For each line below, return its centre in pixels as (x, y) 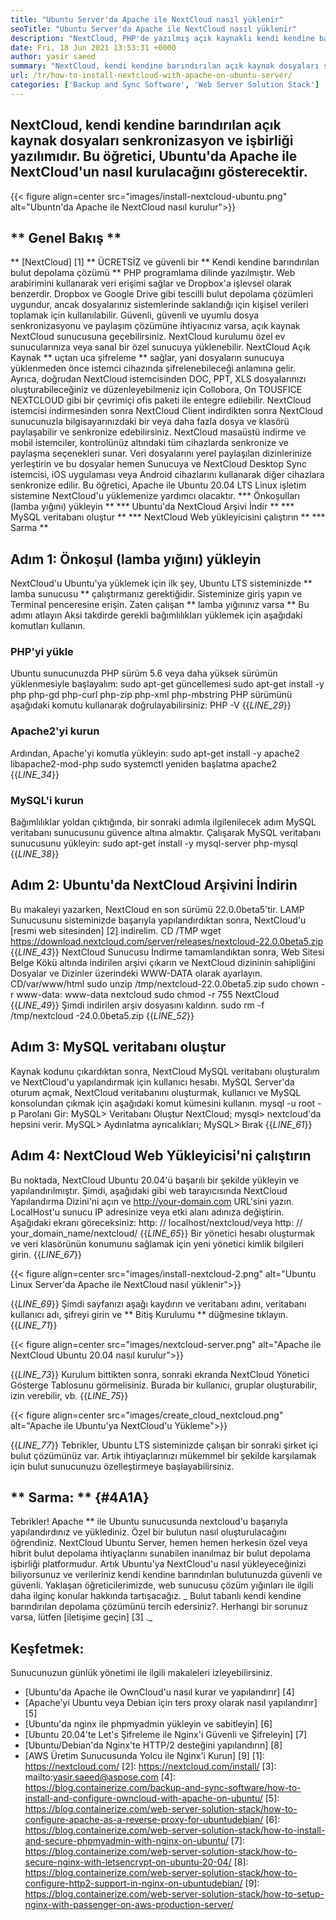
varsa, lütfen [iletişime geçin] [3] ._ (81, 1617)
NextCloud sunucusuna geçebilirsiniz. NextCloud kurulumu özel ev (148, 337)
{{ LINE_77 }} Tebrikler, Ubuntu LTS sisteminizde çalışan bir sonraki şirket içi (164, 1445)
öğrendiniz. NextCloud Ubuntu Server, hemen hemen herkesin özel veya (159, 1543)
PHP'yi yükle (42, 652)
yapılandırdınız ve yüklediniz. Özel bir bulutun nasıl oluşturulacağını (148, 1532)
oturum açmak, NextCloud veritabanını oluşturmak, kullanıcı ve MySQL (156, 1092)
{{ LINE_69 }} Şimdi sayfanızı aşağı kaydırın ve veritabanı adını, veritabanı (158, 1303)
